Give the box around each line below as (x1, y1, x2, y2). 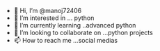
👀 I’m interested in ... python (13, 14, 95, 22)
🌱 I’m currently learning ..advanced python (13, 21, 136, 29)
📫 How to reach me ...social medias (13, 37, 118, 44)
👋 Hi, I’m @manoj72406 (13, 7, 82, 14)
